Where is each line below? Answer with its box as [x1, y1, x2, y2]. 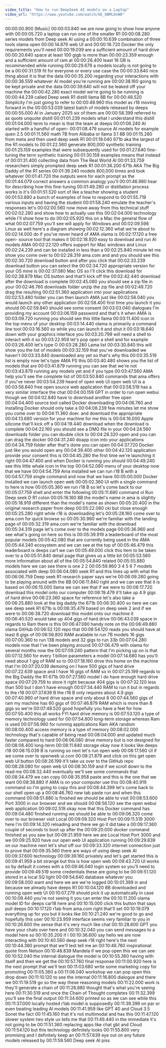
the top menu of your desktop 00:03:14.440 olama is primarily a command [5, 320, 157, 326]
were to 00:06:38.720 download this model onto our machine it [5, 611, 134, 616]
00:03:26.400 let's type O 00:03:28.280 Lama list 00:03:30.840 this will [5, 342, 152, 348]
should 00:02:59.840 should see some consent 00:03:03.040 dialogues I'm [5, 305, 160, 310]
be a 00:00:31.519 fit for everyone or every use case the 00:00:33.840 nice [5, 67, 158, 73]
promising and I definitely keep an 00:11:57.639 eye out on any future [5, 1032, 145, 1038]
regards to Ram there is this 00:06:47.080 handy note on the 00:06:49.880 [5, 621, 157, 627]
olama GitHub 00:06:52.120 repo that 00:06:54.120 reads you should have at [5, 626, 161, 632]
